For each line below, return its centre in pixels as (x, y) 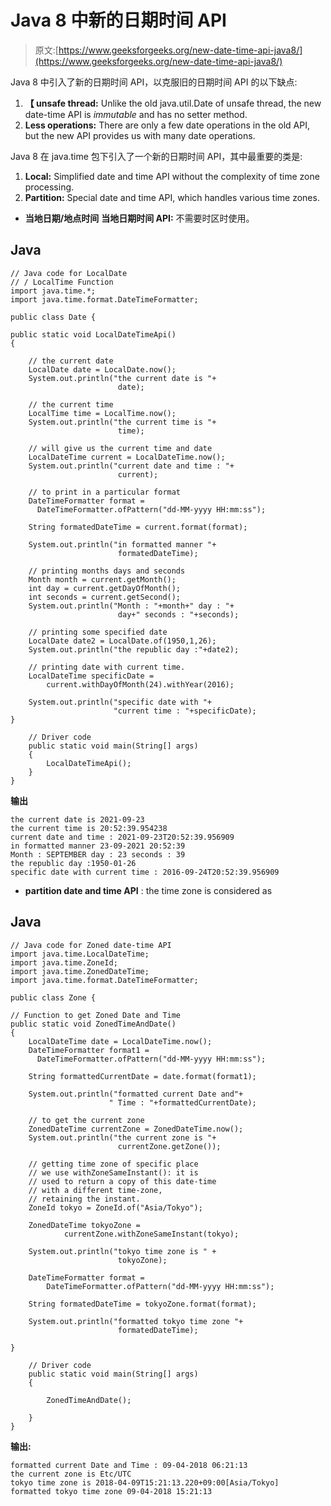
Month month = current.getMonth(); (102, 579)
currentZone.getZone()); (169, 1146)
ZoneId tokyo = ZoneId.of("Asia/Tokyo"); (115, 1207)
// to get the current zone (86, 1120)
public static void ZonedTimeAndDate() (93, 1024)
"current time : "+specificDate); (185, 711)
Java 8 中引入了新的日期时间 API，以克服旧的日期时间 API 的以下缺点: (154, 82)
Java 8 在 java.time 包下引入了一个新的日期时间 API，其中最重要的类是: (156, 156)
